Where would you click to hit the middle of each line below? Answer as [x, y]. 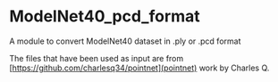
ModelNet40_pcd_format [105, 16]
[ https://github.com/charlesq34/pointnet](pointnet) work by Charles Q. [139, 68]
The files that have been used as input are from [97, 58]
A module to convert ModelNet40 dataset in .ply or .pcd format [125, 41]
